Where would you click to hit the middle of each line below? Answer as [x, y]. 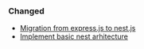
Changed [27, 11]
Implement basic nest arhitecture [74, 36]
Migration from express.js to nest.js [78, 28]
